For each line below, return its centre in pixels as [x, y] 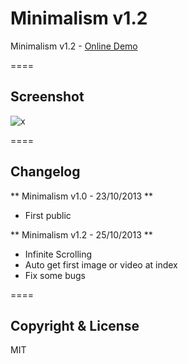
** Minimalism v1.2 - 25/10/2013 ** [81, 234]
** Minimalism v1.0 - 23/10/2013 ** [82, 196]
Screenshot [47, 97]
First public [48, 215]
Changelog [45, 172]
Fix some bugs [55, 275]
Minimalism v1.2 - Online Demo [74, 46]
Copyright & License [75, 325]
